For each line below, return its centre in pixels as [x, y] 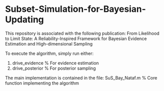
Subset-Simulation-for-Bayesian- [76, 9]
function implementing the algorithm [42, 83]
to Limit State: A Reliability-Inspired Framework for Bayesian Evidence [76, 39]
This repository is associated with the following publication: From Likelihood [82, 33]
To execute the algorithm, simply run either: [49, 53]
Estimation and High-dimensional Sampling [49, 44]
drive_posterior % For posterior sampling [54, 68]
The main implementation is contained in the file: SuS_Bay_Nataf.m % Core [81, 78]
